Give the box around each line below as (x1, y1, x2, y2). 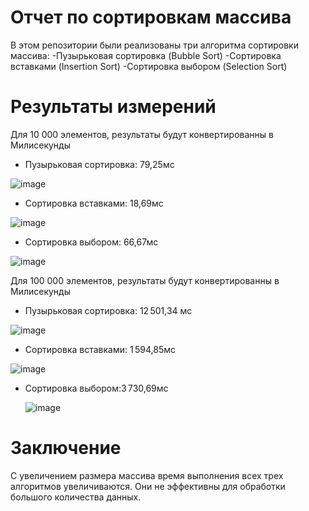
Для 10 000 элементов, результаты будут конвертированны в (10, 128, 274, 140)
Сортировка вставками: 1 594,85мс (24, 343, 176, 355)
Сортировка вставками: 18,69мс (24, 197, 164, 209)
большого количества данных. (10, 491, 142, 503)
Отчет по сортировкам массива (10, 6, 292, 29)
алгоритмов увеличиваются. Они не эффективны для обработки (10, 480, 286, 492)
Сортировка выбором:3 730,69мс (24, 382, 169, 394)
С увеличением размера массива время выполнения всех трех (10, 469, 284, 481)
